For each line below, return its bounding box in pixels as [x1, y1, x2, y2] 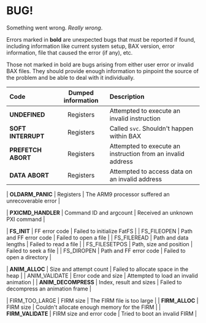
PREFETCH [9, 146, 42, 154]
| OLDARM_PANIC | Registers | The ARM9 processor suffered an [6, 190, 170, 198]
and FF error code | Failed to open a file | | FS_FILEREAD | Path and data [6, 234, 189, 241]
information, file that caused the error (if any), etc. [6, 49, 133, 56]
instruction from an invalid [109, 149, 185, 158]
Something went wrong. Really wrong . [6, 24, 103, 31]
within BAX [109, 131, 142, 140]
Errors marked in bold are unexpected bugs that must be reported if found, [6, 36, 196, 43]
